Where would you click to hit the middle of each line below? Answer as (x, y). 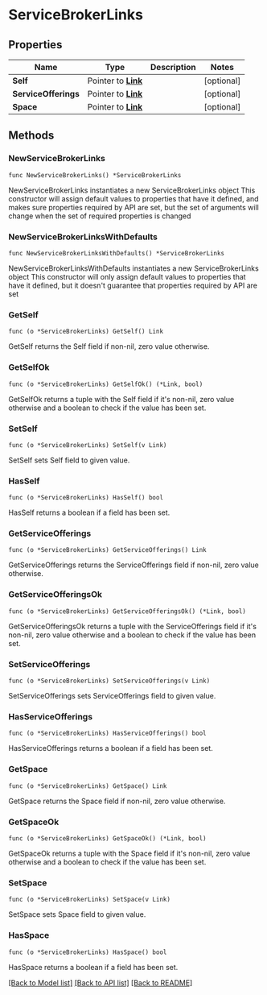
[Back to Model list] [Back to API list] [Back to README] (101, 983)
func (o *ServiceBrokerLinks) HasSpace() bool (88, 952)
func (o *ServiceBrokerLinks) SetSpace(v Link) (90, 900)
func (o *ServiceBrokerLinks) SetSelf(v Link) (88, 445)
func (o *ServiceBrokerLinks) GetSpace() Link (88, 786)
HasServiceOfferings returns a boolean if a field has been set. (111, 748)
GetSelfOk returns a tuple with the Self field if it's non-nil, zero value (121, 399)
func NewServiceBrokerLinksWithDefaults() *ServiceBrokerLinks (117, 253)
